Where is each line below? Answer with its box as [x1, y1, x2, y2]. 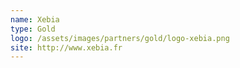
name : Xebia [10, 14, 60, 25]
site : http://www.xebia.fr [10, 42, 123, 53]
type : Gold [10, 24, 56, 34]
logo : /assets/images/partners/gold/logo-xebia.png [10, 33, 230, 43]
